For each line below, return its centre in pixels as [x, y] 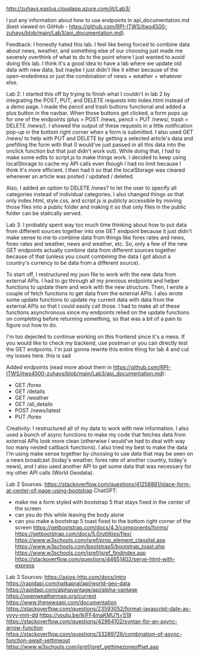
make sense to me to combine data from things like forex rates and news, [96, 237]
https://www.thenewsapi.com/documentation [61, 602]
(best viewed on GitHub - [37, 27]
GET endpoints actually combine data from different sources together [91, 250]
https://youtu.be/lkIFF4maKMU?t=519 [86, 615]
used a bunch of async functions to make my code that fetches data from [96, 434]
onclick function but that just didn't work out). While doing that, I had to [93, 151]
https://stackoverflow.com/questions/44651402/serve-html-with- [95, 559]
